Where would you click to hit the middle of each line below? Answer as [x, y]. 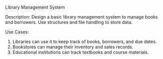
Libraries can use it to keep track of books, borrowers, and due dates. [85, 41]
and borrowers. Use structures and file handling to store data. [69, 22]
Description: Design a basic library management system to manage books [81, 17]
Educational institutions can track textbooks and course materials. [80, 52]
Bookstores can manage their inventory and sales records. [73, 47]
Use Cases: [17, 32]
